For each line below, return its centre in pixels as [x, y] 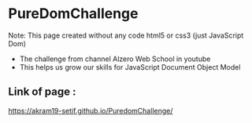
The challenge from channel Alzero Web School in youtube [115, 59]
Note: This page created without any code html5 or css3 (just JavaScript [126, 35]
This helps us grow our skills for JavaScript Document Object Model [130, 67]
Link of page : [42, 92]
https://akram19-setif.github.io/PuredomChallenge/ [91, 110]
